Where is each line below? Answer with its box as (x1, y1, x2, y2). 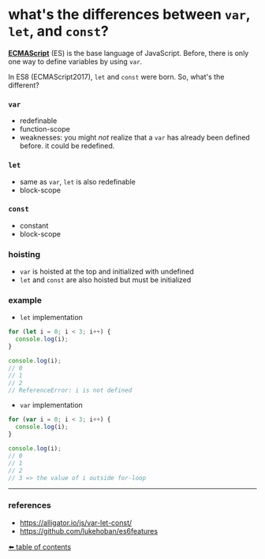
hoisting (8, 248, 41, 259)
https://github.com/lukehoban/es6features (19, 526, 159, 535)
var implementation (19, 401, 83, 410)
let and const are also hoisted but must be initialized (19, 275, 192, 285)
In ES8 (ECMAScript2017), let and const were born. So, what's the (8, 72, 225, 81)
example (8, 295, 42, 306)
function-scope (19, 125, 71, 134)
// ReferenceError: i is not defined (8, 386, 132, 394)
